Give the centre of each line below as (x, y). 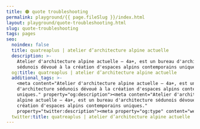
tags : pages (21, 34)
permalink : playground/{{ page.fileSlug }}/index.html (76, 17)
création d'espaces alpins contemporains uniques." (82, 106)
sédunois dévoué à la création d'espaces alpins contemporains (97, 67)
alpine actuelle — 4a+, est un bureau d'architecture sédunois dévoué (106, 100)
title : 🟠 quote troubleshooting (47, 12)
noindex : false (30, 45)
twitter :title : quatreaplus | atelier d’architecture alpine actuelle (101, 117)
